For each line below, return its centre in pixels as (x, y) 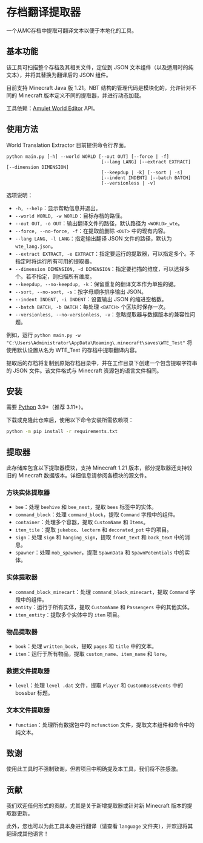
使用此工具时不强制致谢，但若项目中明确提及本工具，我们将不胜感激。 (94, 769)
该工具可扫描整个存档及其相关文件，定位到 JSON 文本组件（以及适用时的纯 (100, 67)
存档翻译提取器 (44, 12)
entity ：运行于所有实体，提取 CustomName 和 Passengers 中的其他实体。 (104, 607)
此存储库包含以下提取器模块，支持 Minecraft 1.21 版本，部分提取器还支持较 (99, 468)
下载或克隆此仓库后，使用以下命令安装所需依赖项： (70, 420)
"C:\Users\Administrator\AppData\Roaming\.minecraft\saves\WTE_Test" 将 (99, 342)
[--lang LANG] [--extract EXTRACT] (146, 162)
